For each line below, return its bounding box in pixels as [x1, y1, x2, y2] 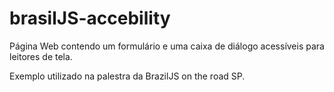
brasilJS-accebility [9, 7, 171, 30]
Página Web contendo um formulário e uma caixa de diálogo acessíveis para [9, 40, 325, 52]
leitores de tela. [9, 50, 73, 62]
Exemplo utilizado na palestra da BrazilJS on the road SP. [9, 70, 246, 82]
